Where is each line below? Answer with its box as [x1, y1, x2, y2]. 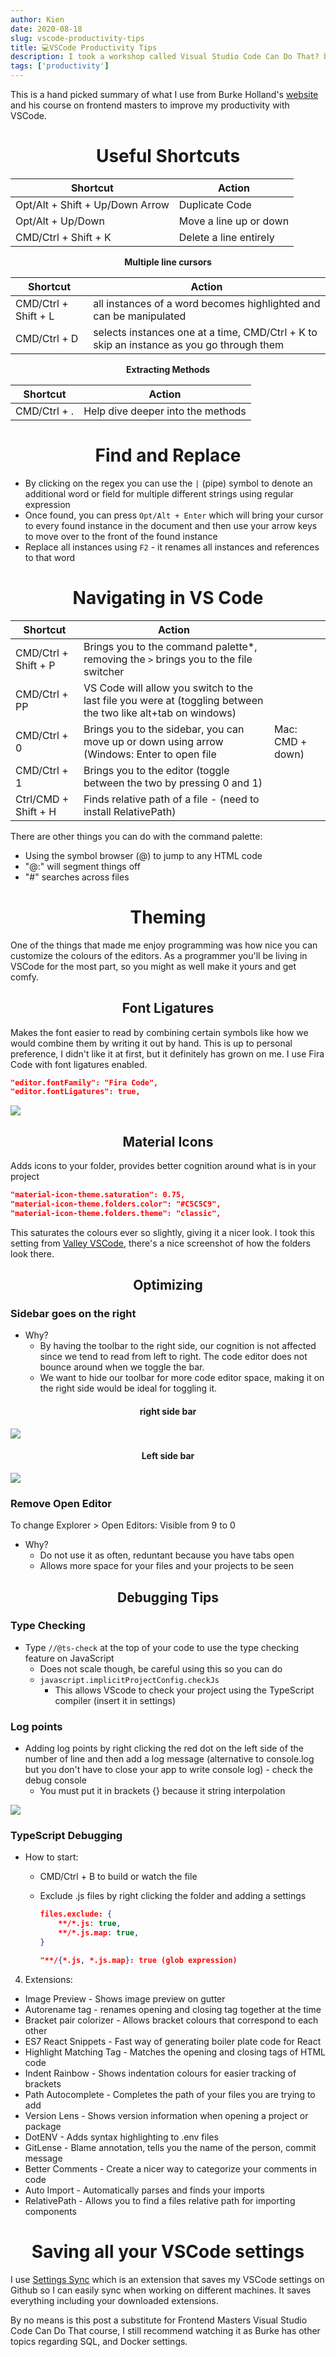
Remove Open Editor [10, 1496, 113, 1510]
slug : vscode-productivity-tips [10, 33, 145, 43]
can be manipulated [93, 309, 187, 323]
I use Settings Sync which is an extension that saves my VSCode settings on [10, 2273, 325, 2285]
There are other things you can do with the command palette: [10, 830, 263, 842]
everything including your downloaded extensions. [10, 2294, 219, 2306]
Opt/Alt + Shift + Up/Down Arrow [15, 197, 170, 211]
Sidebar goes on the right [10, 1307, 137, 1321]
